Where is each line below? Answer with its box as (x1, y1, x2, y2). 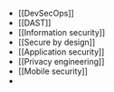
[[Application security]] (17, 46, 105, 57)
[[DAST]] (17, 17, 52, 28)
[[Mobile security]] (17, 66, 89, 77)
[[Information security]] (17, 27, 106, 37)
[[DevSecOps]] (17, 8, 74, 18)
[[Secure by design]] (17, 36, 96, 47)
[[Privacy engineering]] (17, 56, 105, 66)
